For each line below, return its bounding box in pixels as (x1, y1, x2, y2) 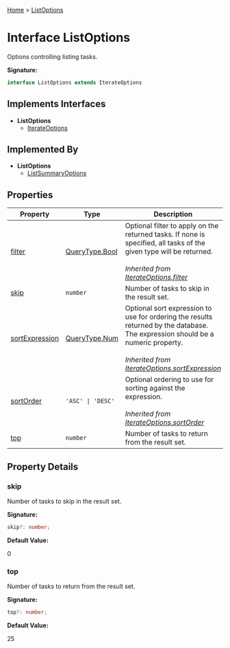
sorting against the (125, 383, 186, 393)
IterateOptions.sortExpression (125, 364, 221, 373)
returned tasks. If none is (125, 230, 205, 239)
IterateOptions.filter (125, 273, 188, 282)
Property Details (7, 460, 79, 473)
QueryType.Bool (65, 247, 118, 256)
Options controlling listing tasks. (7, 52, 98, 60)
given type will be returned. (125, 247, 214, 256)
